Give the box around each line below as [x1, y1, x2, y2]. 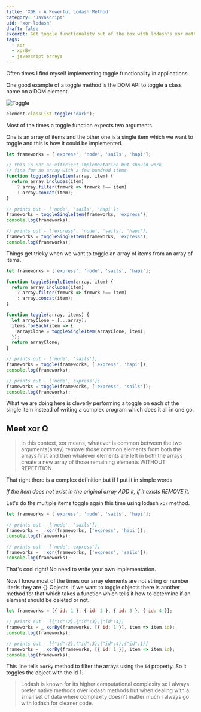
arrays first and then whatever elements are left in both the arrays [20, 452, 183, 460]
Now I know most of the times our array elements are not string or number [6, 577, 190, 585]
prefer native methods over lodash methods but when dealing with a [20, 687, 190, 694]
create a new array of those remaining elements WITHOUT [20, 458, 166, 465]
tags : [6, 36, 20, 42]
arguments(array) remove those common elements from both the [20, 446, 181, 453]
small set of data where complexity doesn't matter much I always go [20, 693, 190, 701]
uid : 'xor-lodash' [6, 20, 52, 26]
